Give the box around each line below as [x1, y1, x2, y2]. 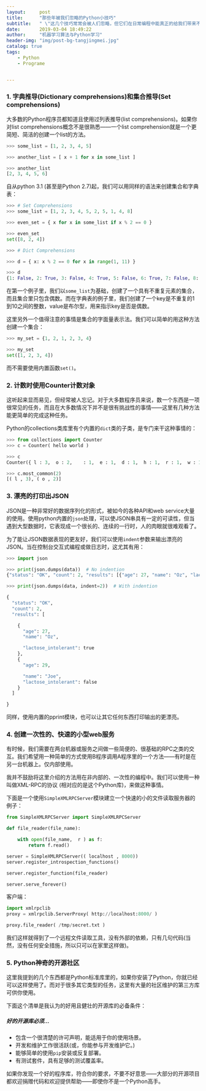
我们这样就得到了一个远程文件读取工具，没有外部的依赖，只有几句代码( [6, 934, 186, 942]
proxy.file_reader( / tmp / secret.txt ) [6, 922, 105, 928]
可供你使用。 [6, 989, 39, 996]
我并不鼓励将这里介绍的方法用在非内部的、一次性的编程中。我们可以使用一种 [6, 773, 200, 781]
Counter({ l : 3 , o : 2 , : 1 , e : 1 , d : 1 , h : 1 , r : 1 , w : [6, 459, 196, 466]
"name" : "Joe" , [22, 673, 62, 679]
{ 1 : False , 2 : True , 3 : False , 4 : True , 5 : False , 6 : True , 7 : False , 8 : [6, 275, 199, 281]
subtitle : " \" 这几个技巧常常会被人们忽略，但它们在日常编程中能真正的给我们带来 [6, 20, 197, 26]
